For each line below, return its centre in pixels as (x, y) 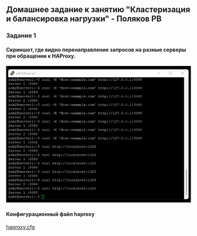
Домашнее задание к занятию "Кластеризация (98, 10)
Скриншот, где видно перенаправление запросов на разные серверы (96, 49)
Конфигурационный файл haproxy (50, 214)
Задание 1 (21, 36)
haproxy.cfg (21, 227)
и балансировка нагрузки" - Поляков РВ (84, 19)
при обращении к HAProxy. (41, 56)
